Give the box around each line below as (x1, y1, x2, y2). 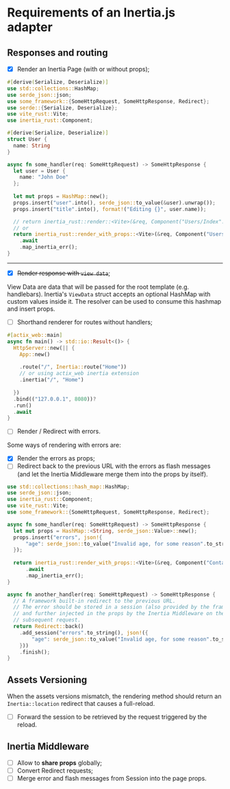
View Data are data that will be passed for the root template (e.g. (7, 283, 190, 291)
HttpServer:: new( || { (13, 344, 75, 351)
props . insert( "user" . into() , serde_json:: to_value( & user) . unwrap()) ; (13, 199, 216, 206)
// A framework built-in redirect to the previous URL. (13, 597, 176, 604)
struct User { (7, 136, 48, 143)
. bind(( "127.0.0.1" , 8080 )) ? (13, 395, 97, 403)
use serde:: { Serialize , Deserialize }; (7, 104, 118, 111)
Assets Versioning (7, 674, 88, 685)
